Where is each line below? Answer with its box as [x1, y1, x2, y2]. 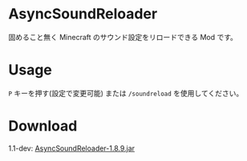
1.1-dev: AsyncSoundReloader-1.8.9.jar [8, 143, 135, 153]
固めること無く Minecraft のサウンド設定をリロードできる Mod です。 [8, 32, 238, 42]
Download [8, 117, 78, 135]
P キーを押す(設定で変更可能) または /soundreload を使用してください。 [8, 88, 244, 98]
